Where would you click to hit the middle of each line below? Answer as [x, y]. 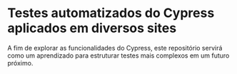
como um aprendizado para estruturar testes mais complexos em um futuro [118, 55]
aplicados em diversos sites [92, 28]
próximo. [20, 63]
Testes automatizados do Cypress [111, 13]
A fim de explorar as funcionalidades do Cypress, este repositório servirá [115, 48]
